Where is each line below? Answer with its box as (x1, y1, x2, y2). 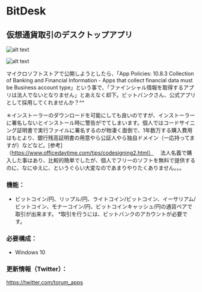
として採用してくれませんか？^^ (6, 99, 85, 106)
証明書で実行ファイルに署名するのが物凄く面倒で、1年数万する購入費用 (16, 127, 193, 133)
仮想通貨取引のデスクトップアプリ (6, 29, 133, 40)
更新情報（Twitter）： (6, 264, 68, 273)
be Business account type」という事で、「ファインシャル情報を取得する (6, 84, 184, 91)
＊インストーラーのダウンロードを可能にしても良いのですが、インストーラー (6, 112, 195, 118)
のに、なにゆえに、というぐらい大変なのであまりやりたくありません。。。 (6, 164, 185, 171)
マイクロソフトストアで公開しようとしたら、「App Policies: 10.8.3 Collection (6, 70, 194, 77)
